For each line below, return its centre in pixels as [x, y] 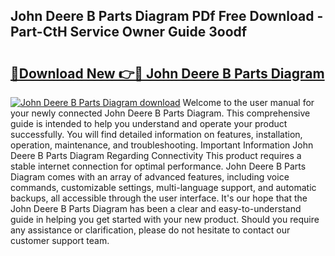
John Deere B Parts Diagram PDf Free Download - [167, 16]
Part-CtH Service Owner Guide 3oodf [129, 32]
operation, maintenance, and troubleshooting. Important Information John [162, 145]
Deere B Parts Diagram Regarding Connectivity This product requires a [156, 155]
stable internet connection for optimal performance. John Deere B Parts [158, 166]
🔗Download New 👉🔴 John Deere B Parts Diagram [167, 73]
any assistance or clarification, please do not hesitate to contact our [150, 230]
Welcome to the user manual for [248, 102]
